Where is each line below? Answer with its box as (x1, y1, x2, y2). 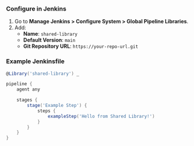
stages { (16, 97, 38, 103)
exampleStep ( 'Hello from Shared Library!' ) (47, 113, 156, 119)
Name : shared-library (23, 30, 77, 37)
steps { (37, 107, 57, 114)
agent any (16, 86, 41, 92)
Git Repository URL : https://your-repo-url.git (23, 43, 139, 50)
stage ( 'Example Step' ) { (27, 103, 87, 109)
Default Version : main (23, 37, 76, 44)
